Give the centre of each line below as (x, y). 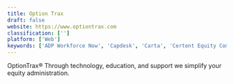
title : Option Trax (36, 14)
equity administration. (38, 73)
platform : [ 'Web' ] (34, 40)
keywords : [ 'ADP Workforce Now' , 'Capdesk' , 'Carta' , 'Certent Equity (112, 46)
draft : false (26, 20)
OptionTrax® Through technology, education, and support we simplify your (114, 66)
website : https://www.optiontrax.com (62, 26)
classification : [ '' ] (39, 33)
